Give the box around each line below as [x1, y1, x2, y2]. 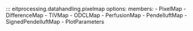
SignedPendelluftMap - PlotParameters [6, 18, 105, 25]
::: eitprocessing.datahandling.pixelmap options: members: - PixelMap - [6, 5, 186, 12]
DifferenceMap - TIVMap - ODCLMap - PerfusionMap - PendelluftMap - [6, 12, 187, 19]
